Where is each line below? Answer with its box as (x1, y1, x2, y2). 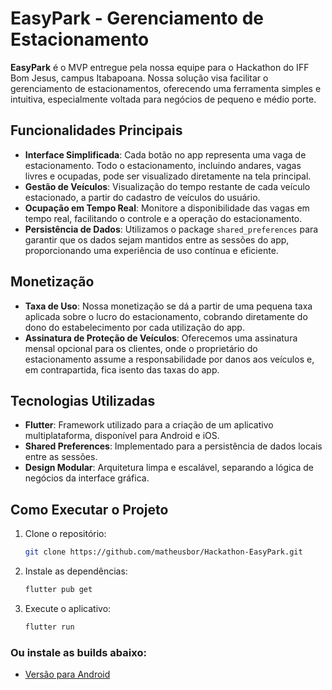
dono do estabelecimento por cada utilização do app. (24, 321, 245, 333)
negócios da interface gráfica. (24, 472, 150, 484)
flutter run (24, 622, 75, 632)
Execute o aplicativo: (24, 602, 112, 614)
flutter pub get (24, 585, 93, 595)
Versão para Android (24, 668, 111, 681)
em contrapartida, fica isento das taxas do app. (24, 363, 220, 376)
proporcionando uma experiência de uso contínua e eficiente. (24, 244, 279, 256)
